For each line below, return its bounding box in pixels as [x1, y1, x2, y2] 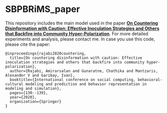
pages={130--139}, [10, 90, 49, 95]
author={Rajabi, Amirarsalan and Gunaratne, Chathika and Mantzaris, [10, 68, 158, 73]
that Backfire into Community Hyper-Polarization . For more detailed [5, 30, 149, 36]
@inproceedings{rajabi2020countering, [5, 51, 86, 56]
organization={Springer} [10, 99, 62, 104]
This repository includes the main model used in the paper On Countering [5, 20, 158, 26]
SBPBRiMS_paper [5, 3, 80, 15]
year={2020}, [10, 94, 37, 99]
